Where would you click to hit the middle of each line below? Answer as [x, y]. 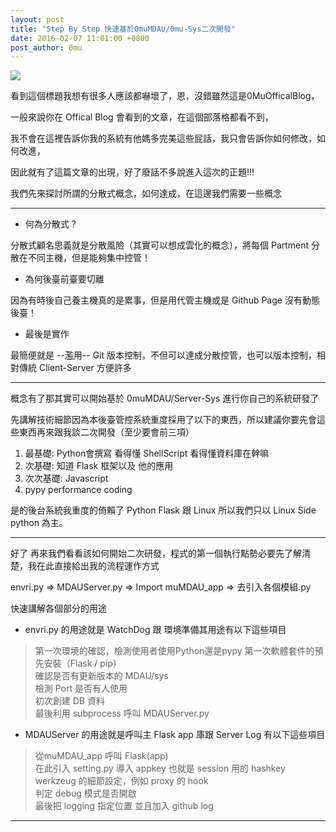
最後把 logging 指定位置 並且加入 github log [124, 806]
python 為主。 [39, 523]
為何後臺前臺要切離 [64, 279]
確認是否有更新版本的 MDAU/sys [101, 676]
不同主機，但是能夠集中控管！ [89, 258]
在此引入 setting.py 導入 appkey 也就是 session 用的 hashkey [160, 768]
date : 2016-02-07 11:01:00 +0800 [80, 38]
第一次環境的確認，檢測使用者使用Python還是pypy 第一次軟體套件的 [174, 651]
